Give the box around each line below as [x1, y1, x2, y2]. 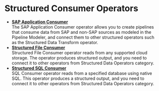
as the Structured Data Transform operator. [11, 39, 98, 45]
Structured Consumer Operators [4, 3, 139, 14]
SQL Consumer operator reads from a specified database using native [11, 70, 153, 76]
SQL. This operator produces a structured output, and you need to [11, 76, 144, 81]
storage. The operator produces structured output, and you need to [11, 55, 147, 61]
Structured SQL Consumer [11, 65, 67, 71]
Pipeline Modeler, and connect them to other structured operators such [11, 34, 155, 40]
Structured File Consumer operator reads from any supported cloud [11, 49, 148, 56]
